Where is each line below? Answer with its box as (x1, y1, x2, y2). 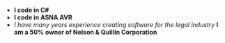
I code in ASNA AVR (13, 13, 73, 21)
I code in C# (13, 6, 49, 14)
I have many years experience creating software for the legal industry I (13, 21, 219, 28)
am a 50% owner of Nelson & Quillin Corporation (13, 28, 157, 36)
